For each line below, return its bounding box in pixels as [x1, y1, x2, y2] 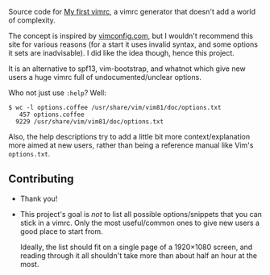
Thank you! [19, 194, 58, 203]
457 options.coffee [19, 110, 85, 119]
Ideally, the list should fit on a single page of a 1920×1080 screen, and [19, 242, 253, 252]
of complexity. [8, 15, 56, 25]
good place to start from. [19, 226, 103, 236]
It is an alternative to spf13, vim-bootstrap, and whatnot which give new [8, 64, 246, 73]
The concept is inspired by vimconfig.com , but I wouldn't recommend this [8, 31, 254, 40]
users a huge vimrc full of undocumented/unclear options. [8, 73, 201, 81]
